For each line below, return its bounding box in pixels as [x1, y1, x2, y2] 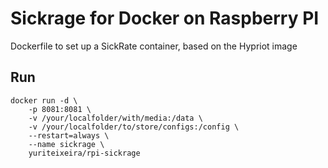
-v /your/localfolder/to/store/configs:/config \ [28, 122, 240, 132]
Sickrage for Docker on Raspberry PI [10, 7, 320, 30]
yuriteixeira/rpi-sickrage [28, 148, 141, 158]
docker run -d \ [10, 95, 78, 106]
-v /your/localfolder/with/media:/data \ [28, 113, 203, 123]
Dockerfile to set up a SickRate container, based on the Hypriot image [10, 40, 298, 52]
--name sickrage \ [28, 139, 105, 149]
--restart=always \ [28, 130, 110, 141]
